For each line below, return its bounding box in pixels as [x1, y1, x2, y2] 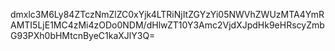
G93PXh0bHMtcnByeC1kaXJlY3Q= [10, 30, 156, 41]
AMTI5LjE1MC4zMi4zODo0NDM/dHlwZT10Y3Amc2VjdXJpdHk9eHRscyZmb [10, 19, 325, 31]
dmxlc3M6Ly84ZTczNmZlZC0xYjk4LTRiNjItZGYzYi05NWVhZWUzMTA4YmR [10, 9, 325, 20]
